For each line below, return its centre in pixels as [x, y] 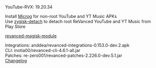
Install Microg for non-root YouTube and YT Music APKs [61, 16]
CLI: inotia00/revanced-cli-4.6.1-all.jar [43, 50]
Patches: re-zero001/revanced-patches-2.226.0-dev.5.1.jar [64, 55]
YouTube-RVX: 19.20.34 [29, 7]
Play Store [15, 27]
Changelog [16, 61]
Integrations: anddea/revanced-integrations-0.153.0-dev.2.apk [67, 45]
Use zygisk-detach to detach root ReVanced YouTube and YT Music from [78, 21]
